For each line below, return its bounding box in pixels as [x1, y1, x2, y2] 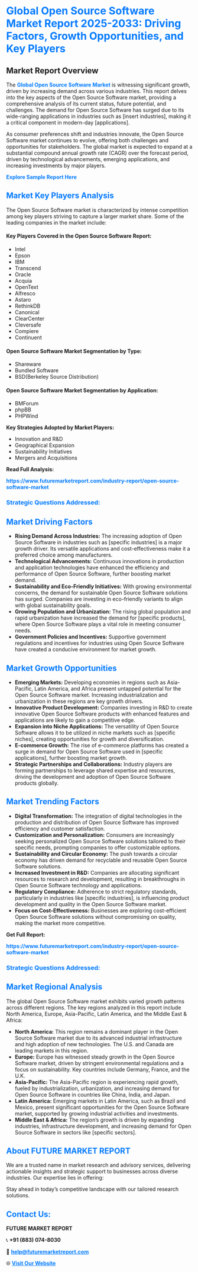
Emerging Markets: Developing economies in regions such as [14, 679, 166, 686]
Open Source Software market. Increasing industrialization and [14, 691, 168, 698]
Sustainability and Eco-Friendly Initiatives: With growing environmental [14, 583, 192, 590]
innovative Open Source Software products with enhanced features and [14, 710, 190, 717]
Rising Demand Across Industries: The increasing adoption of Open [14, 532, 182, 540]
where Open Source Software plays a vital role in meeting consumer [14, 621, 181, 628]
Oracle [14, 271, 31, 278]
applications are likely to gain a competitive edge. [14, 716, 136, 724]
